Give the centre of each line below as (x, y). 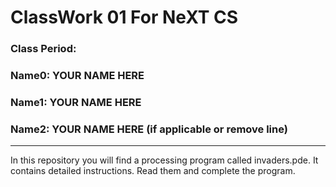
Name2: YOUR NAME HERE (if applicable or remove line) (149, 129)
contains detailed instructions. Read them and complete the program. (153, 171)
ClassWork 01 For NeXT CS (124, 17)
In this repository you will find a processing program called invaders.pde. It (164, 160)
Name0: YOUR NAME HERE (77, 76)
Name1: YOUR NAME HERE (76, 102)
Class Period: (43, 49)
